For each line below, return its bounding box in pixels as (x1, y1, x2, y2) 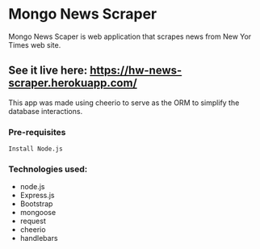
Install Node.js (8, 145, 63, 154)
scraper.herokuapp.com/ (8, 76, 137, 90)
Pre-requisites (8, 126, 66, 137)
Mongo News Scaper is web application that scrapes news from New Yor (8, 32, 252, 41)
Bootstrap (19, 199, 53, 209)
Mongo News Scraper (8, 5, 157, 23)
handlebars (19, 234, 58, 243)
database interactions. (8, 106, 83, 116)
